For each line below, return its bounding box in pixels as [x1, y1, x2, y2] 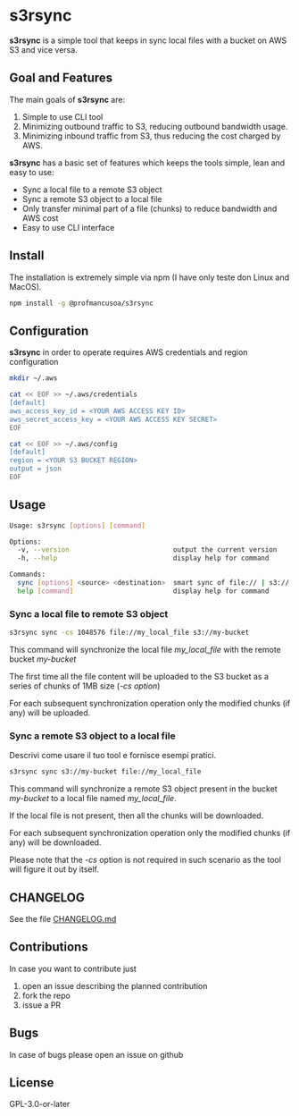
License [9, 1075, 54, 1090]
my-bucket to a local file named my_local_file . [9, 793, 177, 804]
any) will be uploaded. [9, 707, 91, 718]
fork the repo [21, 990, 71, 1001]
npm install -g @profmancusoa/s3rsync [9, 299, 154, 308]
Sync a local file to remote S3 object [9, 607, 169, 620]
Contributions [9, 940, 88, 955]
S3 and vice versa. [9, 44, 78, 55]
